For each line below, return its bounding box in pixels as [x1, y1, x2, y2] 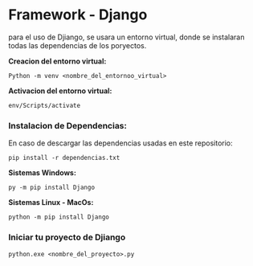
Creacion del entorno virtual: [8, 56, 107, 66]
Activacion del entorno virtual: [8, 86, 112, 96]
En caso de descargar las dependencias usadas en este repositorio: [8, 138, 233, 148]
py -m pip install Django [8, 183, 95, 192]
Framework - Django [8, 6, 148, 24]
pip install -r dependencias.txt [8, 154, 120, 162]
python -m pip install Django [8, 213, 110, 222]
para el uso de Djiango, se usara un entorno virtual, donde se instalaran [8, 32, 245, 42]
